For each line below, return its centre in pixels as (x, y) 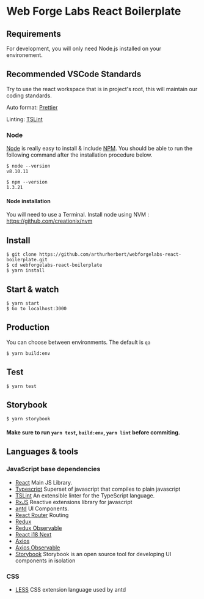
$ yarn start (23, 303)
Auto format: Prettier (32, 107)
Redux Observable (38, 528)
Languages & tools (42, 452)
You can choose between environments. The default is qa (78, 342)
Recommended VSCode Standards (74, 74)
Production (28, 328)
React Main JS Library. (44, 482)
